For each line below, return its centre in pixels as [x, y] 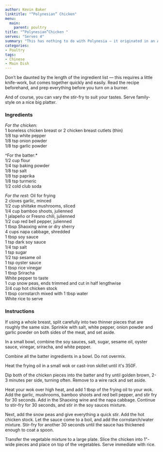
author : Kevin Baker [26, 9]
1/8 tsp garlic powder [26, 146]
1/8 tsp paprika [20, 176]
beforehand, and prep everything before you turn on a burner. [67, 88]
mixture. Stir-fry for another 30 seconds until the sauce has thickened [75, 424]
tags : [10, 55]
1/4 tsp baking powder [27, 166]
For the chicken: [21, 125]
